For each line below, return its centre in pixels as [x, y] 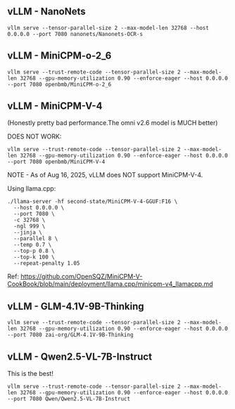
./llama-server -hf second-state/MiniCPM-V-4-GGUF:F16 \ [93, 202]
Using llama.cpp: [32, 189]
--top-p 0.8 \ [34, 251]
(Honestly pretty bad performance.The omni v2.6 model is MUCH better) [113, 123]
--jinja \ [28, 232]
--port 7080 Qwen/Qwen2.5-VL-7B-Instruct [69, 399]
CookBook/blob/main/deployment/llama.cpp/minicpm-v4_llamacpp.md [110, 284]
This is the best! [31, 374]
